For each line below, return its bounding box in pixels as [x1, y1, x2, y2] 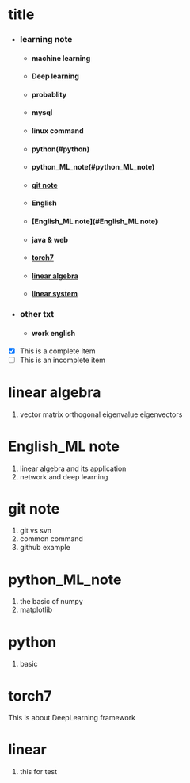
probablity [31, 90, 67, 99]
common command [19, 534, 83, 544]
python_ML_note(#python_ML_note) [31, 162, 155, 172]
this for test [19, 767, 58, 777]
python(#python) [31, 144, 90, 154]
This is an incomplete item [19, 355, 105, 365]
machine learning [31, 53, 91, 63]
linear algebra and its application [19, 464, 127, 473]
